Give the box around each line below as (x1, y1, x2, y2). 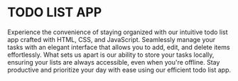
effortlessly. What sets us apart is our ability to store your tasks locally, (7, 50, 215, 59)
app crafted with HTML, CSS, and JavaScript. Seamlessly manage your (7, 35, 216, 43)
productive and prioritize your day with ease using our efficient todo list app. (7, 65, 232, 74)
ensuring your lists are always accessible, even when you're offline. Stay (7, 58, 220, 66)
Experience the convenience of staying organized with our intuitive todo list (7, 28, 229, 36)
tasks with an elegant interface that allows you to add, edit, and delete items (7, 43, 230, 51)
